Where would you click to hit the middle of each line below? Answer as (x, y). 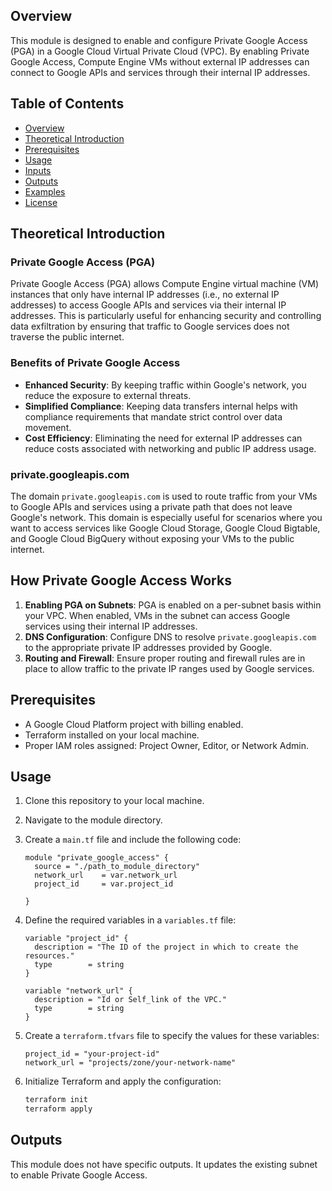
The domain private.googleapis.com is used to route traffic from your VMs (164, 496)
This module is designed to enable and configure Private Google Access (159, 40)
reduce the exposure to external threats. (108, 395)
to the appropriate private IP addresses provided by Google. (148, 647)
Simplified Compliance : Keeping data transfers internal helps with (161, 406)
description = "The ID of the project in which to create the (166, 947)
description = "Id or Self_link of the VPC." (130, 1000)
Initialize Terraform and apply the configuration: (123, 1081)
